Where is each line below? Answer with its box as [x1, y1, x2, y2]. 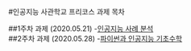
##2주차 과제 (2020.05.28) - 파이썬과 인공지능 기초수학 [8, 34, 183, 43]
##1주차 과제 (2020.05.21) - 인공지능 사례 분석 [8, 24, 154, 33]
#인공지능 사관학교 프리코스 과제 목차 [8, 7, 125, 16]
